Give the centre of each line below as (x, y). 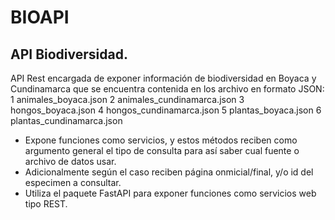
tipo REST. (46, 204)
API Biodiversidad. (69, 54)
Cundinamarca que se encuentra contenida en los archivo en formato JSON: (167, 89)
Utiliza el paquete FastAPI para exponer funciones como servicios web (170, 193)
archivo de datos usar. (70, 161)
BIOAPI (40, 17)
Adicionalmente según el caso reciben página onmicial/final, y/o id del (169, 172)
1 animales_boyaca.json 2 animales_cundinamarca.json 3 (127, 99)
